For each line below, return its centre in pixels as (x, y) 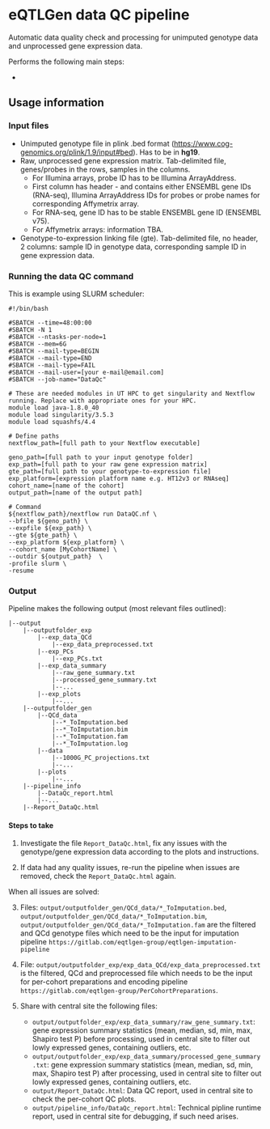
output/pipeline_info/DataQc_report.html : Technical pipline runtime (147, 1108)
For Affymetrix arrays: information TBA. (98, 229)
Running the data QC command (71, 276)
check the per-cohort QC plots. (84, 1099)
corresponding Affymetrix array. (86, 203)
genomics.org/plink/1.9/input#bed (76, 152)
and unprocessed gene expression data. (76, 45)
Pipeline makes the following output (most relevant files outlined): (117, 609)
